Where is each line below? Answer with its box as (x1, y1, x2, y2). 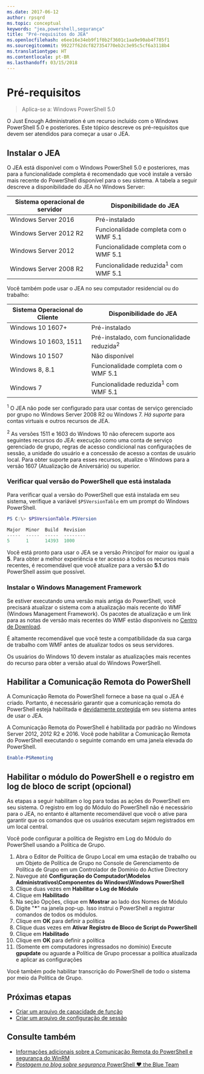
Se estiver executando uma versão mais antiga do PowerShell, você (7, 597, 176, 604)
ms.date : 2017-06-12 (7, 8, 59, 15)
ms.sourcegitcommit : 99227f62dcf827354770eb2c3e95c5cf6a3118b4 (7, 43, 170, 49)
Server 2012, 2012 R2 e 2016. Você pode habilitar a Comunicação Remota (7, 730, 191, 738)
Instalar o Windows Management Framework (7, 583, 142, 592)
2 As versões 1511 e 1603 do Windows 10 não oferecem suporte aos (7, 429, 175, 437)
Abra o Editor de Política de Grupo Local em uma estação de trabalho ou (15, 853, 197, 861)
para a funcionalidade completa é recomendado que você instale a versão (7, 170, 192, 178)
